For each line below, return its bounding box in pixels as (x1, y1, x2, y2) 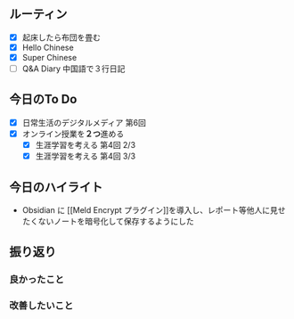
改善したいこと (9, 299, 74, 312)
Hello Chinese (21, 42, 74, 53)
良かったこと (9, 274, 65, 286)
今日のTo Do (9, 92, 78, 107)
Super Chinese (21, 52, 78, 62)
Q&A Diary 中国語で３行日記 (21, 63, 126, 74)
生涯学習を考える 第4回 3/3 (35, 151, 136, 161)
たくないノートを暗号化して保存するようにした (21, 216, 194, 226)
